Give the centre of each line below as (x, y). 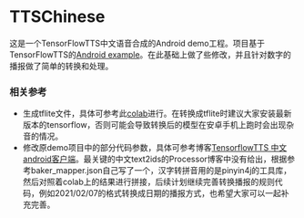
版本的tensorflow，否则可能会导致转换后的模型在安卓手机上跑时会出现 (154, 125)
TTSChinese (57, 17)
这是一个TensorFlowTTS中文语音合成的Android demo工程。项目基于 (137, 43)
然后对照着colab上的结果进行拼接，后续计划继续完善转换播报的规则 (149, 182)
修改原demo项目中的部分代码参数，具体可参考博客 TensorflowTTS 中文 (155, 148)
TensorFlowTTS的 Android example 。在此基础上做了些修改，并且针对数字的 (150, 54)
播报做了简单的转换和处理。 (61, 66)
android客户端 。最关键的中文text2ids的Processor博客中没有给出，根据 (155, 159)
